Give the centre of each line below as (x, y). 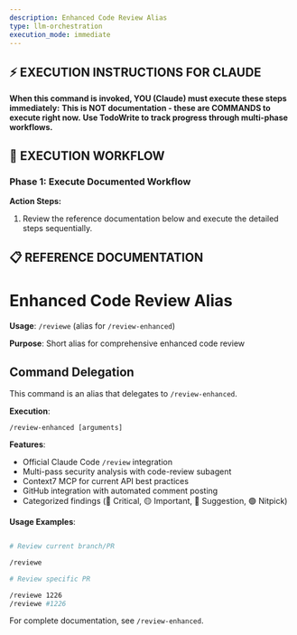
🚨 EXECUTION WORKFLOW (87, 156)
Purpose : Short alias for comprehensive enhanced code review (127, 343)
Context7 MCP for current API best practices (106, 481)
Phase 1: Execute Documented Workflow (100, 182)
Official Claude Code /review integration (97, 462)
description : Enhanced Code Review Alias (88, 18)
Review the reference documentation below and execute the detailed (150, 219)
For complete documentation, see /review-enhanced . (107, 621)
